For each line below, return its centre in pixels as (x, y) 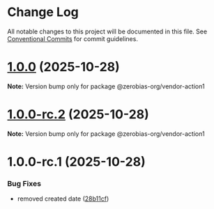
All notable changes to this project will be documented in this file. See (107, 31)
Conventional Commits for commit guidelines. (72, 38)
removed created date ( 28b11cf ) (63, 199)
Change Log (43, 12)
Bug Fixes (24, 183)
